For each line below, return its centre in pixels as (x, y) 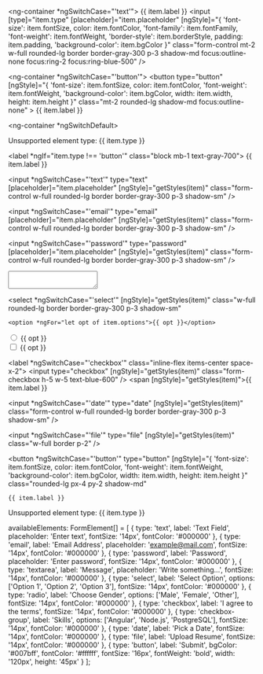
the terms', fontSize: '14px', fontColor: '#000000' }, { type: (102, 611)
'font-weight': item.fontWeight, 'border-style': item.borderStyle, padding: (126, 36)
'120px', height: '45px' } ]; (49, 661)
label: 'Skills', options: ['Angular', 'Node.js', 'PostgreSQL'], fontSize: (141, 620)
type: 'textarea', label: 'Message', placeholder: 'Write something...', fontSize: (131, 570)
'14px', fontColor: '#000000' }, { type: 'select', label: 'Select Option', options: (131, 578)
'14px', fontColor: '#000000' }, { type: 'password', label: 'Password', (118, 553)
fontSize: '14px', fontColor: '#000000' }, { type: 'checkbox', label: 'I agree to (131, 603)
